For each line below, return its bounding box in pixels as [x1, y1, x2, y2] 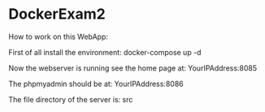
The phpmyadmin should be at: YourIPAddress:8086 [8, 79, 185, 88]
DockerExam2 [8, 5, 106, 24]
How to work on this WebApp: [8, 32, 108, 41]
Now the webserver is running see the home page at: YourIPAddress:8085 [8, 62, 258, 73]
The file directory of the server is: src [8, 94, 133, 104]
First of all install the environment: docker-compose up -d [8, 47, 202, 57]
